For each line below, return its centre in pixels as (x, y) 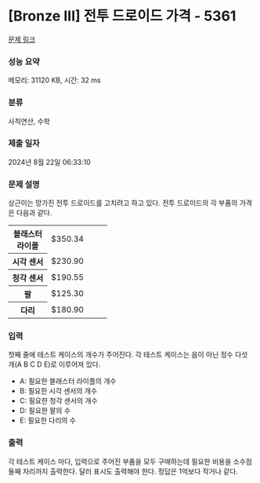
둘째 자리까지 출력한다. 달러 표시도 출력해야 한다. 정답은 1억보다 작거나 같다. (123, 471)
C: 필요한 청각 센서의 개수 (58, 401)
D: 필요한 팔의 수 (45, 411)
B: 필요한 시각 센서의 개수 (58, 391)
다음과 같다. (34, 213)
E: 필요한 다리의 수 (48, 420)
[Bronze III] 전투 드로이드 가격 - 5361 (122, 16)
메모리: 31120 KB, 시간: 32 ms (54, 80)
